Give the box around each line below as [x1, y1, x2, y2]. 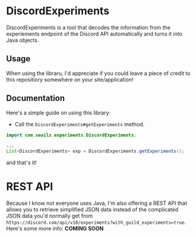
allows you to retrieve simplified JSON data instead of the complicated [6, 206, 179, 213]
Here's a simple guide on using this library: [6, 109, 111, 116]
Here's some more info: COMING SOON [6, 225, 104, 232]
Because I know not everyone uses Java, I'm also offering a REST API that [6, 199, 187, 207]
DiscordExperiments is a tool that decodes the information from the [6, 24, 171, 31]
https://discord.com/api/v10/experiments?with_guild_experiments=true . [6, 219, 186, 226]
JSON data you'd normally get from [6, 213, 93, 220]
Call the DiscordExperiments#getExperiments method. [14, 120, 145, 127]
